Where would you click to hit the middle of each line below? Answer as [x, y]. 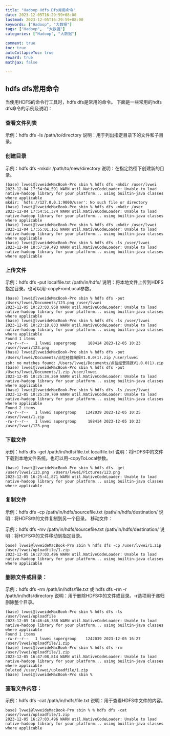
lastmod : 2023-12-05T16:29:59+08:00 [44, 19]
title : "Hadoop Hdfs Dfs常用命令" [40, 10]
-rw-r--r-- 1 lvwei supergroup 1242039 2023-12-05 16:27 [73, 639]
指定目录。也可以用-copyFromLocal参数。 [50, 289]
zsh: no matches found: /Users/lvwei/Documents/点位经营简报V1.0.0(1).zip [84, 363]
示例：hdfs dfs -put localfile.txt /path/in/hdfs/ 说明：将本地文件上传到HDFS [84, 282]
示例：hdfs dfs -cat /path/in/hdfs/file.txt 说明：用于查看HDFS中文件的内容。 [86, 701]
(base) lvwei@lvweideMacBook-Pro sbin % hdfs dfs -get [65, 468]
